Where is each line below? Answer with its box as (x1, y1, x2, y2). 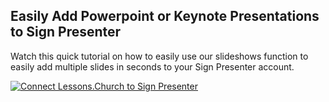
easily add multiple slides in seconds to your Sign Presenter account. (10, 60, 295, 73)
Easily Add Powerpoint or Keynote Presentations (10, 8, 320, 25)
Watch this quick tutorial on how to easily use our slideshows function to (10, 50, 309, 62)
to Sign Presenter (10, 24, 122, 41)
